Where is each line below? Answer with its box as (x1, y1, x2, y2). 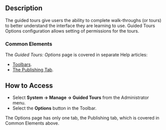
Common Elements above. (5, 120, 59, 126)
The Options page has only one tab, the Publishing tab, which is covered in (5, 114, 159, 120)
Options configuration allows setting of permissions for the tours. (5, 27, 139, 34)
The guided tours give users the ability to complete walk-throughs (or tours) (5, 17, 161, 23)
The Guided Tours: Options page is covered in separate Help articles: (5, 52, 147, 58)
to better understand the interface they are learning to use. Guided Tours (5, 22, 155, 28)
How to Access (5, 81, 53, 89)
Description (5, 4, 42, 12)
